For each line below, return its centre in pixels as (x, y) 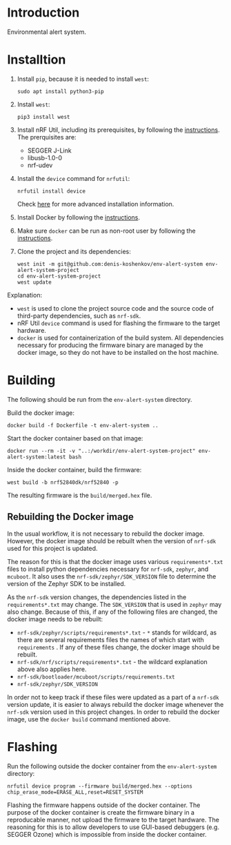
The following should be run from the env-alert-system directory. (100, 399)
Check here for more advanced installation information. (96, 204)
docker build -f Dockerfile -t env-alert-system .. (83, 425)
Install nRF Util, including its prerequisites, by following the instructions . (118, 130)
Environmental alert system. (47, 32)
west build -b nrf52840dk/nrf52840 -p (63, 482)
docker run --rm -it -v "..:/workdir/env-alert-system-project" (101, 451)
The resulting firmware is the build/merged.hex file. (80, 495)
